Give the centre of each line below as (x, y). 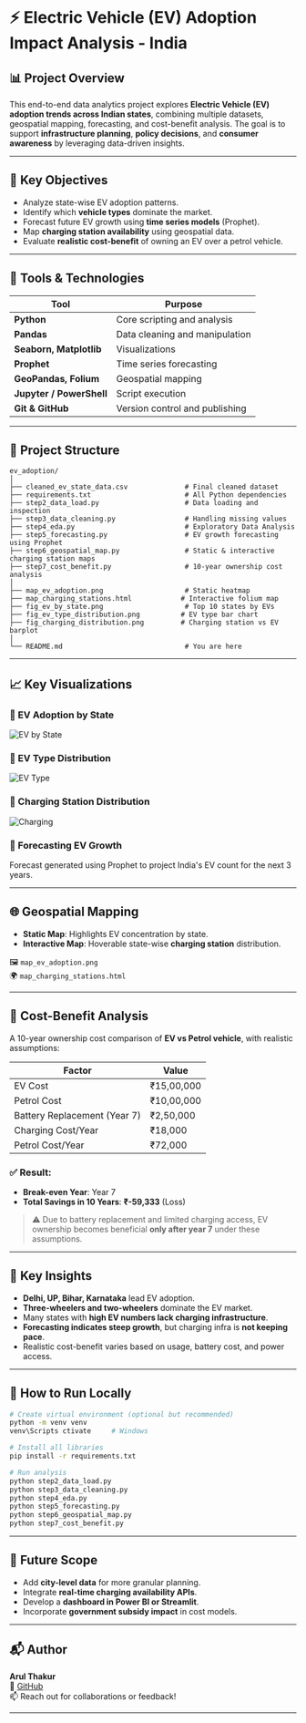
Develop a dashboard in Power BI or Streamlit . (111, 1602)
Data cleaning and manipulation (184, 334)
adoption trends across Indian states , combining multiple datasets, (137, 114)
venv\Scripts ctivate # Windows (79, 1431)
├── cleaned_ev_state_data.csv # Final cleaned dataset (144, 487)
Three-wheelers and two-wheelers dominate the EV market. (138, 1307)
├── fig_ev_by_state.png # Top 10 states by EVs (142, 607)
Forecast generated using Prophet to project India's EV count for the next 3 (150, 865)
